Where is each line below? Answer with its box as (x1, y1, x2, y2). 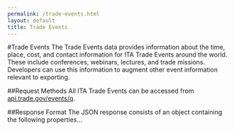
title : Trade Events (7, 23, 69, 30)
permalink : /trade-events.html (7, 10, 100, 18)
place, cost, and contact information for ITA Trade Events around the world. (7, 50, 228, 59)
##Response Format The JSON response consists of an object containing (7, 108, 223, 117)
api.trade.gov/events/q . (7, 94, 76, 103)
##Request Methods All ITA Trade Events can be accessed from (7, 86, 194, 96)
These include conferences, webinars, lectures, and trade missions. (7, 58, 206, 67)
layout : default (7, 17, 55, 24)
